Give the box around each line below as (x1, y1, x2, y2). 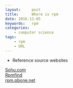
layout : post (5, 7, 41, 12)
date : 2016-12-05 (5, 16, 41, 21)
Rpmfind (5, 72, 23, 78)
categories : (5, 26, 30, 30)
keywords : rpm (5, 21, 38, 26)
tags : (5, 35, 16, 40)
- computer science (14, 30, 54, 35)
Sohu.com (5, 67, 26, 73)
